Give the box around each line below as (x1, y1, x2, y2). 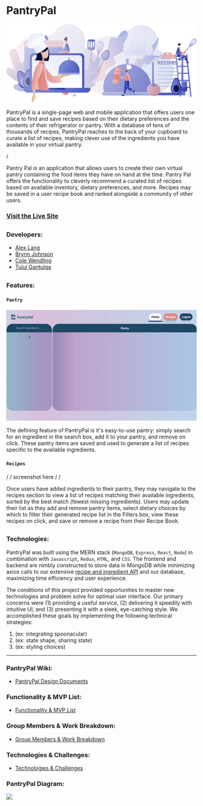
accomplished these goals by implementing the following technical (6, 612, 172, 619)
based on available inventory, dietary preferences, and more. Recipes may (6, 183, 192, 191)
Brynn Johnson (14, 250, 53, 258)
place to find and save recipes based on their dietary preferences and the (6, 115, 190, 122)
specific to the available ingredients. (6, 446, 97, 453)
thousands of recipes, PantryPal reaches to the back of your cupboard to (6, 128, 188, 135)
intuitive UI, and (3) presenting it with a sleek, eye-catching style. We (6, 605, 178, 613)
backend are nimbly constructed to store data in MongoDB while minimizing (6, 562, 195, 569)
